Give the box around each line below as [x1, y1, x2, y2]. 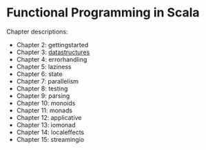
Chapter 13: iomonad [16, 121, 76, 129]
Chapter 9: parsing [16, 91, 70, 100]
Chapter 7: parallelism [16, 77, 79, 85]
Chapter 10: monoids [16, 99, 76, 107]
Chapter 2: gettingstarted [16, 40, 89, 49]
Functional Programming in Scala [6, 5, 200, 21]
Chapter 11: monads [16, 106, 73, 114]
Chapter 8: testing [16, 84, 68, 92]
